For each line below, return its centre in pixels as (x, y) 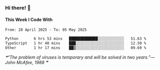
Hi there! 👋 (18, 8)
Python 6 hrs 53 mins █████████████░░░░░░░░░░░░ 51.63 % (76, 39)
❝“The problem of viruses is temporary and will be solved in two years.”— (80, 57)
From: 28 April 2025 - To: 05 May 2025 (46, 30)
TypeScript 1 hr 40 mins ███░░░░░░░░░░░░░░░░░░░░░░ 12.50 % (76, 43)
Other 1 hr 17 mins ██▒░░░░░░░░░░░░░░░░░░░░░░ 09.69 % (76, 48)
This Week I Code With (29, 20)
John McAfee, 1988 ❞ (27, 62)
